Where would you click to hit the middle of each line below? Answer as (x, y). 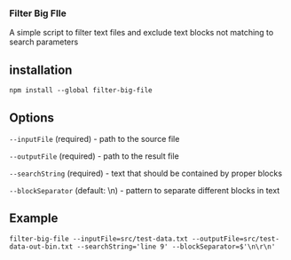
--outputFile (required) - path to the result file (94, 156)
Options (32, 118)
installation (41, 70)
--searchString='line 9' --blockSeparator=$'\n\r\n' (176, 247)
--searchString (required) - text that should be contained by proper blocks (145, 173)
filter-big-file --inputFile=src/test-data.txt (99, 239)
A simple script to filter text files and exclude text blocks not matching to (142, 33)
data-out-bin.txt (41, 247)
